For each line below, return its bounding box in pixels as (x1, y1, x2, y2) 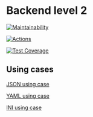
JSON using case (6, 80, 50, 87)
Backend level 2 (6, 4, 88, 17)
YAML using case (6, 92, 50, 100)
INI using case (6, 104, 42, 111)
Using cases (6, 65, 54, 75)
